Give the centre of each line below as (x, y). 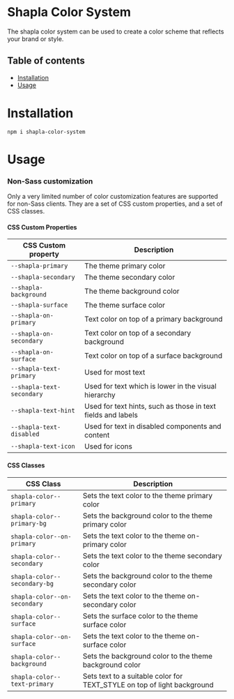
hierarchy (100, 395)
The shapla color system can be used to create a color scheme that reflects (116, 31)
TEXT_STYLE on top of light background (148, 684)
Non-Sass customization (50, 181)
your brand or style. (36, 38)
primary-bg (29, 523)
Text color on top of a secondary (138, 333)
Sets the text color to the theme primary (148, 495)
